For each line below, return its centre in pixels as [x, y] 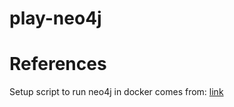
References [58, 64]
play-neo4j [55, 18]
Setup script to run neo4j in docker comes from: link [116, 92]
